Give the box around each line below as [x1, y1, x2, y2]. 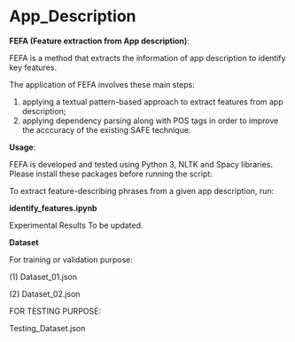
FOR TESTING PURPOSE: [9, 306, 102, 316]
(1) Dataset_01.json [9, 271, 78, 282]
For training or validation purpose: [9, 254, 133, 265]
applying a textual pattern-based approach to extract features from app [21, 96, 283, 107]
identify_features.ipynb [9, 202, 97, 214]
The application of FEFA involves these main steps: [9, 79, 195, 89]
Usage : [9, 142, 36, 152]
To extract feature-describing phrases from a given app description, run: [9, 185, 275, 196]
